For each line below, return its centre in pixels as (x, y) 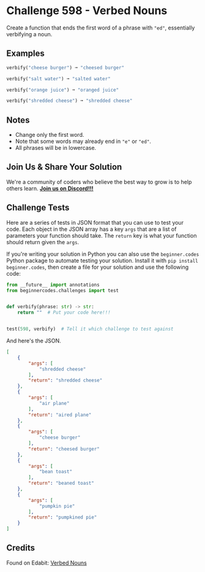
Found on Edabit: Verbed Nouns (47, 563)
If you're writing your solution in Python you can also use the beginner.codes (103, 254)
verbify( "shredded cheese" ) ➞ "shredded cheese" (69, 101)
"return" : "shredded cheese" (65, 381)
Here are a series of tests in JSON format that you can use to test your (95, 222)
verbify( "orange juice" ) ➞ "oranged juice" (63, 90)
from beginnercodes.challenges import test (63, 290)
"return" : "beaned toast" (61, 483)
